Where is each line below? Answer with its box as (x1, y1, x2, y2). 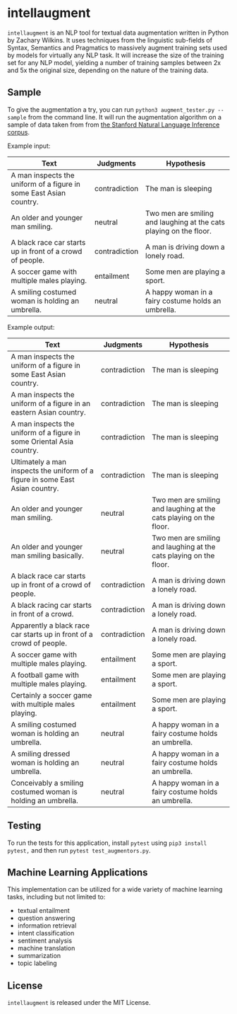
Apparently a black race (11, 621, 90, 630)
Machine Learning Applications (7, 866, 148, 878)
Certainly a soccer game (11, 690, 92, 700)
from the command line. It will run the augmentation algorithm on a (28, 113, 222, 121)
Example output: (7, 323, 55, 331)
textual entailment (17, 906, 71, 915)
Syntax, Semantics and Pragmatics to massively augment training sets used (7, 43, 228, 52)
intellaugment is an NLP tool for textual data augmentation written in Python (7, 28, 229, 37)
